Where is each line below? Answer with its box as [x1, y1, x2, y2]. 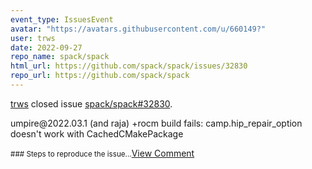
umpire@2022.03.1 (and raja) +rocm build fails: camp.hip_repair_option [10, 117, 303, 129]
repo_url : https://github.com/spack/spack [10, 71, 190, 81]
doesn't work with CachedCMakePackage [10, 127, 184, 140]
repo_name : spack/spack [10, 52, 110, 62]
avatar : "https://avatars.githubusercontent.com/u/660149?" [10, 24, 267, 34]
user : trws [10, 33, 56, 43]
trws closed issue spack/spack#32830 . [10, 97, 173, 110]
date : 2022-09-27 [10, 42, 83, 53]
